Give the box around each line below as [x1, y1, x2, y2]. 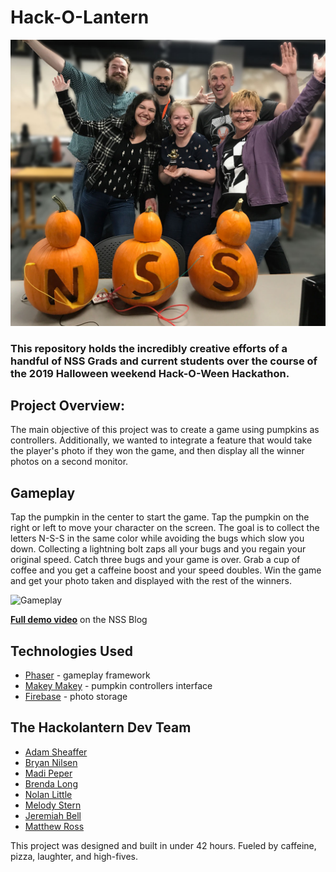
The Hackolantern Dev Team [10, 719, 192, 736]
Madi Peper [24, 767, 73, 779]
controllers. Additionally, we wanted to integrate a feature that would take [10, 434, 313, 446]
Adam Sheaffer [24, 746, 88, 758]
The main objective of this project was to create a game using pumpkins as [10, 424, 320, 436]
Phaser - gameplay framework [24, 669, 151, 681]
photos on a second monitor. [10, 456, 129, 468]
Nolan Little [24, 788, 73, 800]
